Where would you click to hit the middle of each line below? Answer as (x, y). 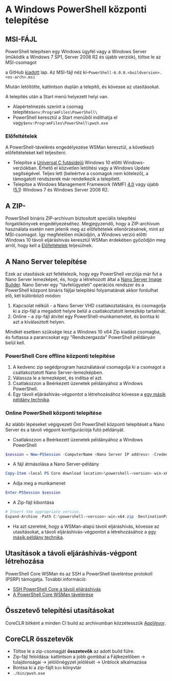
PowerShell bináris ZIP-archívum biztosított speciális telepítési (71, 218)
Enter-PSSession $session (33, 493)
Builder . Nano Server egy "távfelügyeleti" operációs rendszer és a (75, 285)
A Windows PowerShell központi (76, 9)
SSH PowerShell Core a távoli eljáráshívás (57, 589)
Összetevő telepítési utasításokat (60, 611)
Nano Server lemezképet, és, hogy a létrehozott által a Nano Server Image (84, 279)
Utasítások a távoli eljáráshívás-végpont (71, 553)
